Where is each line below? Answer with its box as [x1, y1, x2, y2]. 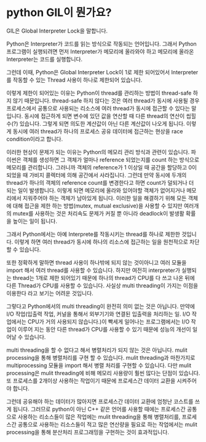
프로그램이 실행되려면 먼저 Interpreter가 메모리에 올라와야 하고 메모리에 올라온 [6, 47, 194, 55]
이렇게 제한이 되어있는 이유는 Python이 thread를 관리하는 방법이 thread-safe [6, 89, 192, 96]
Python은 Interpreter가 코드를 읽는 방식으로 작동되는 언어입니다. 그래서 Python [6, 40, 197, 47]
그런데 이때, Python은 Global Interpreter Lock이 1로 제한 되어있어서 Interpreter [6, 68, 199, 76]
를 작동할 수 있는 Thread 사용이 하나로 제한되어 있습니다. [6, 76, 143, 83]
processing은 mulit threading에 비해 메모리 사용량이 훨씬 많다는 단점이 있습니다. [6, 369, 200, 376]
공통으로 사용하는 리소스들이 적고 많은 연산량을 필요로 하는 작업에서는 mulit [17, 421, 198, 428]
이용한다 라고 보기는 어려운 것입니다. [6, 289, 93, 297]
